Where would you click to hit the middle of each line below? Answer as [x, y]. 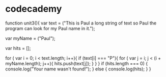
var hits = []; [18, 48]
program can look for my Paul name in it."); [50, 28]
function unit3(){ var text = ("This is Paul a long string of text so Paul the [81, 23]
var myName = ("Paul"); [30, 38]
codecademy [34, 9]
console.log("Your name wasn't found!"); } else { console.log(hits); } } [78, 69]
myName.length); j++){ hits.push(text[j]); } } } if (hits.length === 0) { [77, 63]
